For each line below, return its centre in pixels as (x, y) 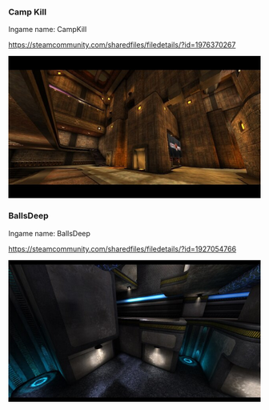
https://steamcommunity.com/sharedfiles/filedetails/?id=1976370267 (122, 45)
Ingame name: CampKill (48, 30)
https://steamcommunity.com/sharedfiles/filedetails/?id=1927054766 (122, 249)
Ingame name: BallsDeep (49, 233)
